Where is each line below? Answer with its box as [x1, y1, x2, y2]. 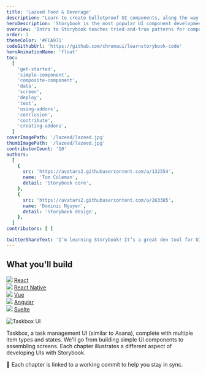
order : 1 [6, 32, 29, 38]
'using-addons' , [17, 105, 59, 112]
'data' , [17, 83, 37, 90]
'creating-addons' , [17, 123, 67, 129]
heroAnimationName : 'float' [6, 49, 78, 55]
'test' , [17, 100, 37, 106]
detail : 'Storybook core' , [22, 180, 92, 186]
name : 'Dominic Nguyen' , [22, 203, 86, 209]
